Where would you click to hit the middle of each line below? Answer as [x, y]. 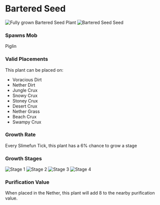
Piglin [11, 46]
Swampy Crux [27, 122]
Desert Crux [25, 106]
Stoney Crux [25, 101]
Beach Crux [24, 116]
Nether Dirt [24, 85]
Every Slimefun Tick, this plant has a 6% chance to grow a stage [71, 145]
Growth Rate [21, 135]
